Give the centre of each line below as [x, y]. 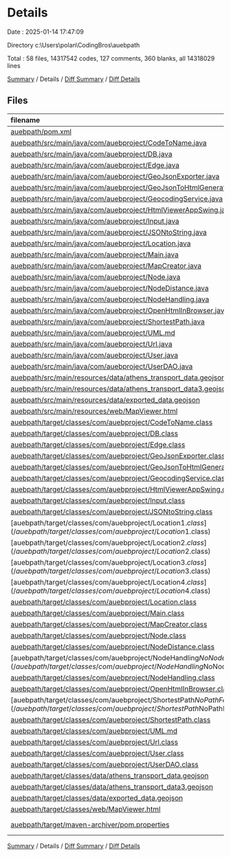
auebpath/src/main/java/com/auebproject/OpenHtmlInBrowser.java [120, 310]
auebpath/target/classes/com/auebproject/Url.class [95, 742]
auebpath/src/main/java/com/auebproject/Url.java [91, 344]
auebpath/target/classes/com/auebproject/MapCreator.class [109, 624]
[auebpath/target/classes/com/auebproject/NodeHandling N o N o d [116, 658]
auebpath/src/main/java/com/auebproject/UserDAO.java [102, 366]
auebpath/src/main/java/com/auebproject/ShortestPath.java [108, 321]
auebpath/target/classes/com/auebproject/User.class [97, 753]
